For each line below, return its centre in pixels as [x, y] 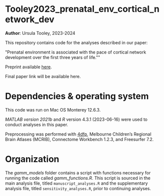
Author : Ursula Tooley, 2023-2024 [40, 33]
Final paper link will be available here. [43, 76]
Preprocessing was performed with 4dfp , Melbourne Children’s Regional [78, 134]
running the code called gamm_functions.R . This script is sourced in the [78, 178]
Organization [32, 159]
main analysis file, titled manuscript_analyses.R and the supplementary [77, 183]
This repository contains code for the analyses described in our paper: [77, 42]
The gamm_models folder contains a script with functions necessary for [78, 172]
